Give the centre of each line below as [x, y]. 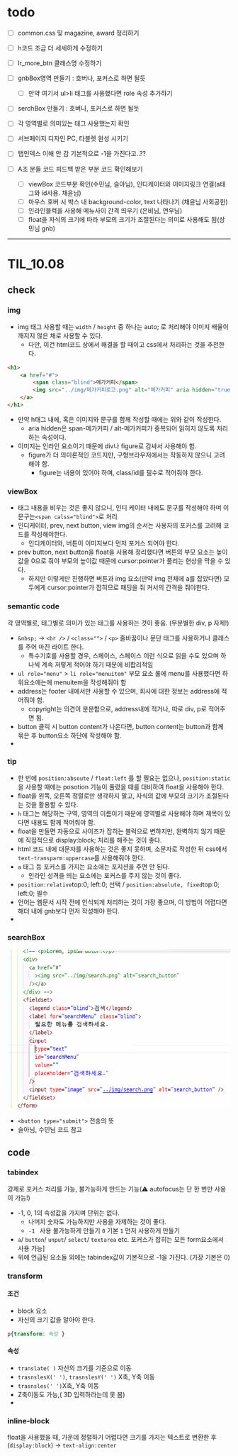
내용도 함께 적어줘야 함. [63, 822]
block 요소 [32, 1311]
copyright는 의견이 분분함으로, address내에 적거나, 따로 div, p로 [117, 708]
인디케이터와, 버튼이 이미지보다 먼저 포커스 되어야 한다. [104, 543]
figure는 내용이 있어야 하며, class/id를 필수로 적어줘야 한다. [121, 472]
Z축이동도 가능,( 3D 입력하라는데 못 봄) [71, 1395]
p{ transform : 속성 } [36, 1334]
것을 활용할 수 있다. [52, 804]
